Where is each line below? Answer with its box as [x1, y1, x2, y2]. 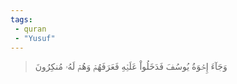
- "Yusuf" [14, 33, 56, 43]
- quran [14, 24, 47, 34]
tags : [10, 14, 33, 25]
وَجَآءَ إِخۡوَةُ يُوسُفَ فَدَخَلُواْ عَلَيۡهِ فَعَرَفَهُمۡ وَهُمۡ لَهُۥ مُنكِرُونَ [34, 61, 228, 73]
